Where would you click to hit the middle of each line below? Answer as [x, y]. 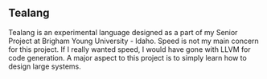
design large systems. [45, 66]
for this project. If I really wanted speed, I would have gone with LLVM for [129, 49]
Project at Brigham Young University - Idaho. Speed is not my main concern [133, 41]
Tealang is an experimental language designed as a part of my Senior [123, 32]
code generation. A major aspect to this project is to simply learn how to [127, 57]
